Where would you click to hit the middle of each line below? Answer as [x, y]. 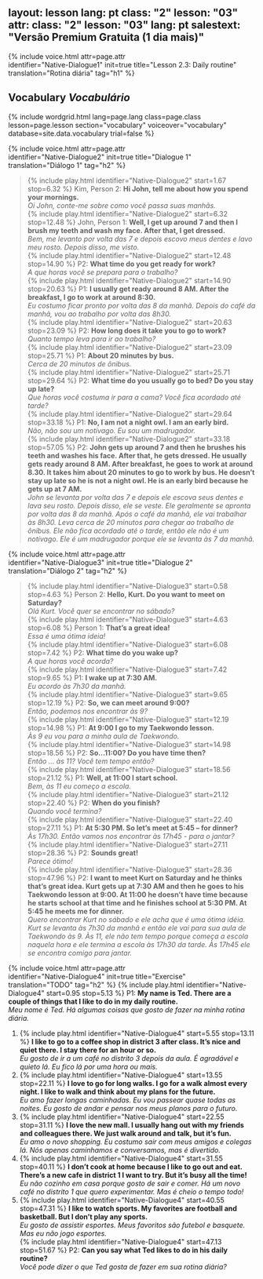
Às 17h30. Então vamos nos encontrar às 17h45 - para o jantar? [131, 836]
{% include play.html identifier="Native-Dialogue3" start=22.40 [130, 819]
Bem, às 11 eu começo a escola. [79, 786]
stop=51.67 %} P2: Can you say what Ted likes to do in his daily [124, 1250]
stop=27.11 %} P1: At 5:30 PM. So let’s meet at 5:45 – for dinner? [132, 828]
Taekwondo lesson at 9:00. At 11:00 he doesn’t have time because [138, 895]
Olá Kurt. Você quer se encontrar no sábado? [101, 610]
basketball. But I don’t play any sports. [83, 1216]
